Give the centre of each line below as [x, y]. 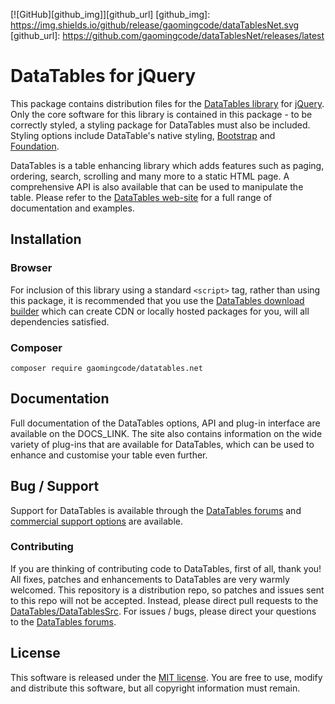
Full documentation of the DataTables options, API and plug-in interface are [165, 423]
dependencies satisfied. [60, 321]
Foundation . [35, 146]
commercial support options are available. [96, 521]
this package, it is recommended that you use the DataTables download [157, 300]
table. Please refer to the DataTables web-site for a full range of [141, 197]
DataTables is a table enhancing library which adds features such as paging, [167, 165]
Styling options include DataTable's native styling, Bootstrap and [143, 135]
